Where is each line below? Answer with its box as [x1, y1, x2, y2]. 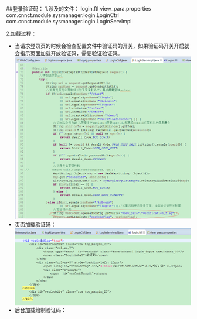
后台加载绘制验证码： [14, 307, 66, 314]
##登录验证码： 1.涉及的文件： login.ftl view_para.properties [6, 5, 151, 12]
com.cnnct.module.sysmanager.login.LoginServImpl [6, 18, 132, 25]
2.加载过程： [6, 30, 37, 37]
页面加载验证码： [14, 221, 56, 228]
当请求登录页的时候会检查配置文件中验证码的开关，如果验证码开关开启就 [14, 43, 189, 49]
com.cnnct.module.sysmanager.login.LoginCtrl [6, 12, 119, 19]
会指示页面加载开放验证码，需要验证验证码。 [14, 50, 123, 57]
